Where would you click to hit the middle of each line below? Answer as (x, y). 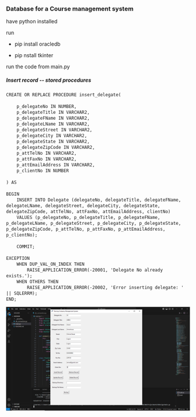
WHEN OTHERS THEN (38, 282)
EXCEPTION (18, 259)
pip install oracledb (37, 44)
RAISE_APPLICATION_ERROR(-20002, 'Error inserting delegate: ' (105, 288)
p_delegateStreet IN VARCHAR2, (55, 130)
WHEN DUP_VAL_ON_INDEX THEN (50, 265)
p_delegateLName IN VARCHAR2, (53, 124)
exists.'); (19, 276)
